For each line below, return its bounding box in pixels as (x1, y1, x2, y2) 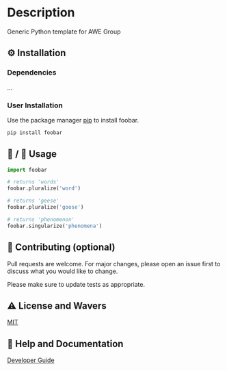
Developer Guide (7, 356, 55, 364)
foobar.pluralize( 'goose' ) (7, 204, 84, 211)
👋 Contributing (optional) (7, 242, 116, 253)
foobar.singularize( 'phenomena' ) (7, 222, 103, 229)
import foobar (7, 166, 48, 173)
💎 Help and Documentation (7, 337, 124, 350)
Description (7, 5, 75, 21)
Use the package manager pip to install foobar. (7, 116, 139, 124)
